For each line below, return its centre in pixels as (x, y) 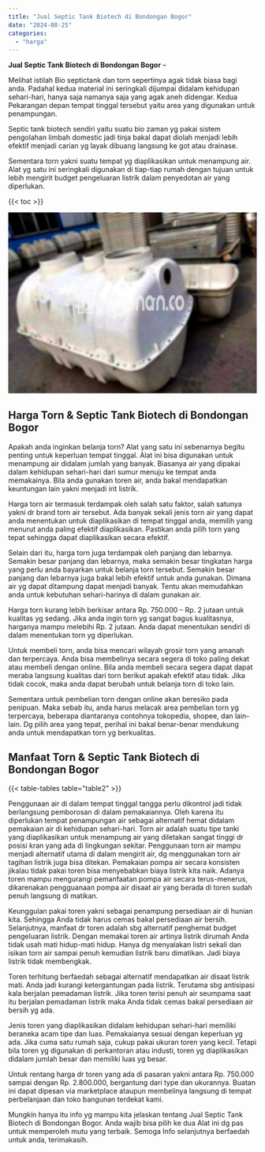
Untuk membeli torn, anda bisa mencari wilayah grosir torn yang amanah (126, 650)
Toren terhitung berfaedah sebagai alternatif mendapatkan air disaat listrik (129, 977)
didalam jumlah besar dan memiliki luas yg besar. (88, 1059)
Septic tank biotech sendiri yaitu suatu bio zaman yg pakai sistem (114, 129)
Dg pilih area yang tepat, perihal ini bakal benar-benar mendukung (131, 724)
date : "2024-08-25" (40, 25)
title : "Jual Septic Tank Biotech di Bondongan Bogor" (100, 17)
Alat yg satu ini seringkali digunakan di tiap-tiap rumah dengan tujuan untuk (131, 170)
